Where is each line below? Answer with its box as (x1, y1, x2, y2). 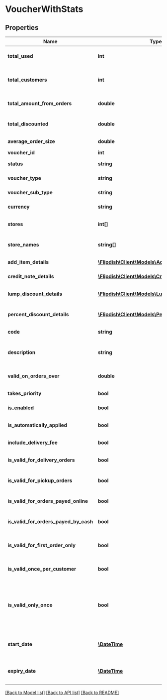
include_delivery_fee (7, 439, 58, 446)
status (7, 160, 23, 167)
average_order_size (7, 138, 56, 145)
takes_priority (7, 390, 42, 397)
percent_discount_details (7, 311, 69, 318)
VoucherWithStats (5, 3, 83, 15)
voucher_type (7, 175, 41, 181)
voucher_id (7, 149, 35, 156)
